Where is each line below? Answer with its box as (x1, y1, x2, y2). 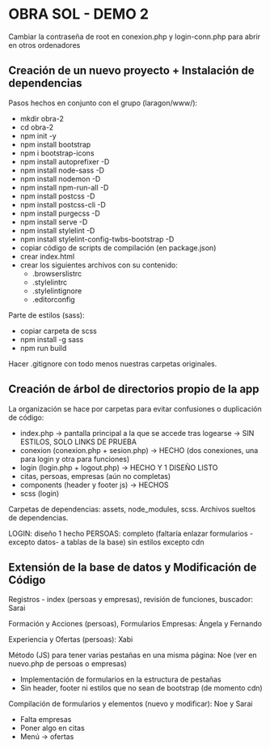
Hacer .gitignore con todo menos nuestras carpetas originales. (8, 358, 217, 369)
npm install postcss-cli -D (19, 199, 107, 209)
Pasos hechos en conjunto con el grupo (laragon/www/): (8, 98, 198, 108)
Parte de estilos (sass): (8, 310, 85, 320)
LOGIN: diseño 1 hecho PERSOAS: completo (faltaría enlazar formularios (8, 528, 248, 538)
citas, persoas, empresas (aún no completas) (19, 471, 171, 481)
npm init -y (19, 130, 57, 140)
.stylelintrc (32, 277, 68, 287)
